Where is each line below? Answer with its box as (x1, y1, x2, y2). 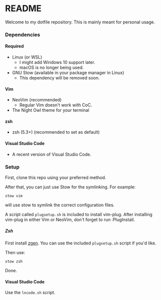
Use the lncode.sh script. (5, 290, 55, 296)
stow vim (5, 193, 23, 198)
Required (5, 43, 24, 49)
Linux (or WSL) (12, 54, 42, 60)
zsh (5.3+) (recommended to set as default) (12, 129, 100, 135)
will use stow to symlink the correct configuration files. (5, 202, 115, 208)
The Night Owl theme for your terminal (12, 107, 89, 113)
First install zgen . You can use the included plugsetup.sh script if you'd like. (5, 240, 157, 246)
